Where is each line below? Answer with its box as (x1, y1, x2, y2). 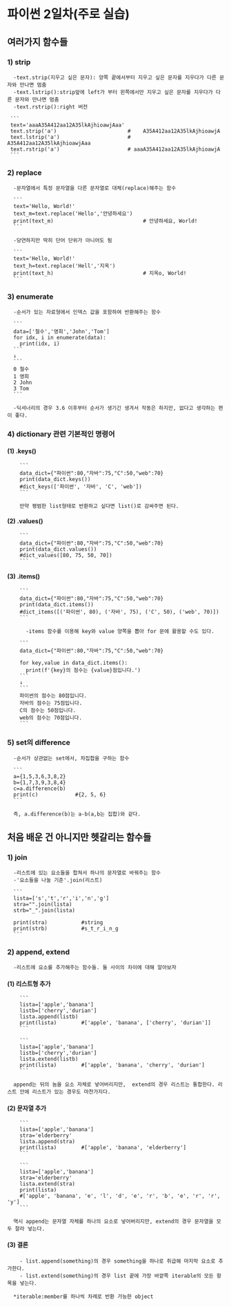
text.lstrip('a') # (10, 133, 131, 140)
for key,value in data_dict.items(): (19, 659, 128, 666)
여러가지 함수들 (7, 36, 68, 48)
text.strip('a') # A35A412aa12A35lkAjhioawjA (10, 127, 221, 135)
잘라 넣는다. (14, 1225, 46, 1232)
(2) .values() (7, 517, 43, 525)
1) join (7, 852, 28, 862)
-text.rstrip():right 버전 (13, 103, 88, 111)
